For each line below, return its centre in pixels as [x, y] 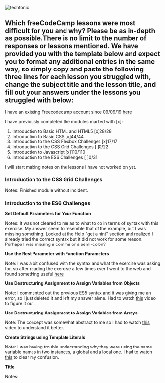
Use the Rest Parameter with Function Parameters [57, 254]
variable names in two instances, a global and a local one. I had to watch [79, 352]
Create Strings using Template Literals [45, 337]
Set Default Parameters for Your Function [48, 214]
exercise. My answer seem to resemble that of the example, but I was [76, 229]
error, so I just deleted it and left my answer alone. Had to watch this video [81, 298]
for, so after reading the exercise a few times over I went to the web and [78, 269]
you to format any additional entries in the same [80, 62]
